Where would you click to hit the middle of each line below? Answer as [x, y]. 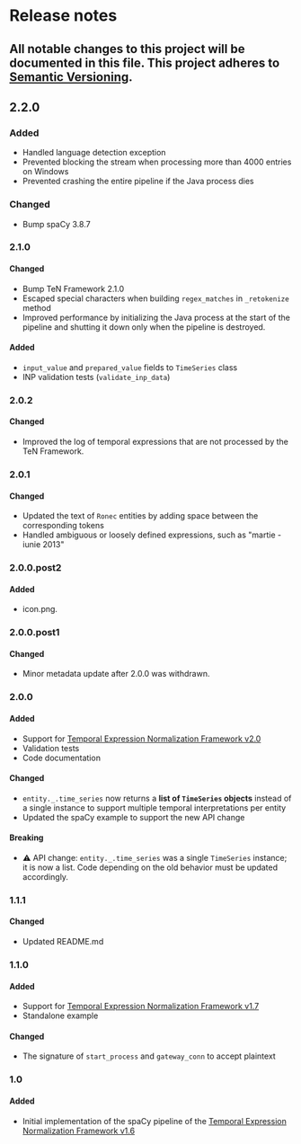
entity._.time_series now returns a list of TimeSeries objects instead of [157, 798]
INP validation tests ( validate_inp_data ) [96, 377]
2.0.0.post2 [35, 568]
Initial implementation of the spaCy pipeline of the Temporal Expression [155, 1121]
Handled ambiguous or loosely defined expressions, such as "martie [149, 535]
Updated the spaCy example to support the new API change [133, 817]
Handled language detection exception [94, 153]
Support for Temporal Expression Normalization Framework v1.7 [141, 1007]
